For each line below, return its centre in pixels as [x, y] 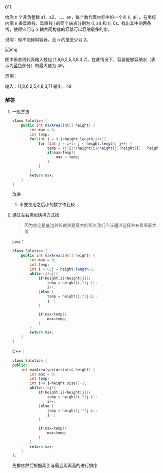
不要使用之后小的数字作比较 [47, 205]
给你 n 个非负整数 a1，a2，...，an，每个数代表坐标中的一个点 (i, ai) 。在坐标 [81, 17]
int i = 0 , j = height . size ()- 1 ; [58, 383]
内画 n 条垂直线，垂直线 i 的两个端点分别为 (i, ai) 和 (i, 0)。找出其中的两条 [78, 23]
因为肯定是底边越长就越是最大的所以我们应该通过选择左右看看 [86, 225]
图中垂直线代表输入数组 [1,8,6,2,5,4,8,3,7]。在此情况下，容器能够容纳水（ [78, 59]
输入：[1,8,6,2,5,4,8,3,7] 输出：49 [38, 86]
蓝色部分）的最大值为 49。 [40, 66]
